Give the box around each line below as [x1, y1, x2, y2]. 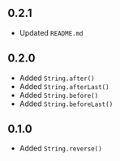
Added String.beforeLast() [19, 99, 114, 108]
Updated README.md [19, 28, 84, 37]
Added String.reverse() [19, 143, 102, 153]
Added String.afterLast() [19, 81, 110, 91]
